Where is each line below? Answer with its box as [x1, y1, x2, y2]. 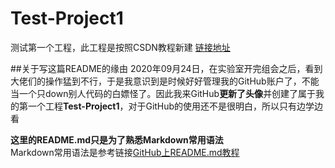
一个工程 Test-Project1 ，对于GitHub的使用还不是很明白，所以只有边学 [27, 100, 315, 112]
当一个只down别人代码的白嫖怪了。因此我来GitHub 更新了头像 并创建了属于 [10, 87, 317, 99]
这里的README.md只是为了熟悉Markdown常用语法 [10, 133, 224, 146]
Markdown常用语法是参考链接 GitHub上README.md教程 [10, 146, 240, 158]
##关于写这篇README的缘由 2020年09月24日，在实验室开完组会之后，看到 [10, 62, 323, 74]
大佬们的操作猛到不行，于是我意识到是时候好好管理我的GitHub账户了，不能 [10, 75, 320, 87]
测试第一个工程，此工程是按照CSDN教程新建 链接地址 [10, 41, 231, 53]
